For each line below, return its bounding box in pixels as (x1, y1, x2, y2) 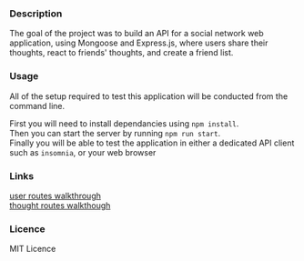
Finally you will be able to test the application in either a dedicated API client (9, 137, 295, 148)
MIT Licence (9, 244, 56, 255)
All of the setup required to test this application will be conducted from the (9, 90, 289, 102)
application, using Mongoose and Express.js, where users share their (9, 37, 269, 48)
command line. (9, 100, 66, 111)
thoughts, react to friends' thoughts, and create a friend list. (9, 47, 234, 58)
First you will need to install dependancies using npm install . (9, 117, 239, 129)
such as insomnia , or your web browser (9, 146, 157, 157)
